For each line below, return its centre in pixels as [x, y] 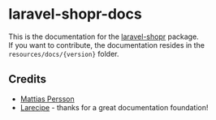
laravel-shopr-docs [75, 14]
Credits [28, 79]
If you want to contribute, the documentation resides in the [107, 45]
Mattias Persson [47, 99]
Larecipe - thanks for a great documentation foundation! [114, 107]
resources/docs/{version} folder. [64, 54]
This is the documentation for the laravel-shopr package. [104, 36]
